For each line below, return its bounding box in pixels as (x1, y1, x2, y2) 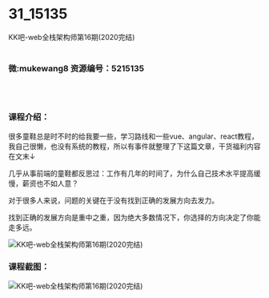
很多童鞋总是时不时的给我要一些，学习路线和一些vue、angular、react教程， (8, 131, 259, 141)
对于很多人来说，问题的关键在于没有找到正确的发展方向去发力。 (8, 195, 219, 205)
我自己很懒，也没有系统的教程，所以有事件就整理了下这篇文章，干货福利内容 (8, 141, 261, 151)
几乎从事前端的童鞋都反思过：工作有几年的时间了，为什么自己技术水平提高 (8, 168, 254, 178)
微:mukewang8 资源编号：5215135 (8, 62, 145, 74)
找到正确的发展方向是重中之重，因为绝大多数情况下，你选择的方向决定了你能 (8, 212, 261, 222)
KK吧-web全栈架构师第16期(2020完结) (8, 32, 135, 42)
